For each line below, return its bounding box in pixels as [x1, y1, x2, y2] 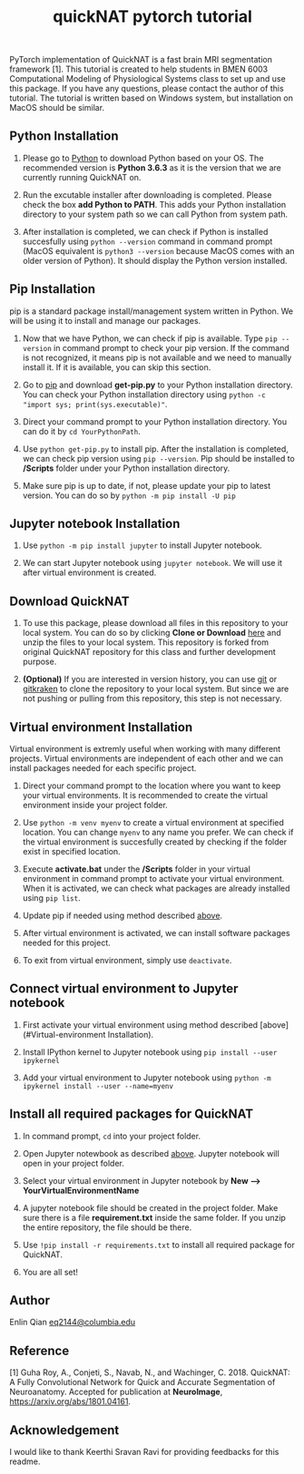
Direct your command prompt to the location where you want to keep [22, 780, 281, 791]
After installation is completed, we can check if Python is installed [22, 226, 269, 237]
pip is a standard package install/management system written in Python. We [9, 306, 294, 317]
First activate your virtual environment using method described [22, 1019, 259, 1030]
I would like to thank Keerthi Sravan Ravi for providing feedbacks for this [9, 1447, 279, 1458]
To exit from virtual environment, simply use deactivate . [22, 955, 232, 965]
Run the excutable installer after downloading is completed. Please [22, 189, 272, 200]
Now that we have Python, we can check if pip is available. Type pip [22, 333, 279, 344]
